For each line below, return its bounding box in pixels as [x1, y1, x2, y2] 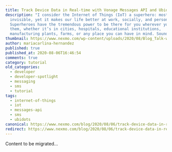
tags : [5, 93, 17, 98]
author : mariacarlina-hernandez [5, 41, 74, 46]
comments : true [5, 55, 38, 60]
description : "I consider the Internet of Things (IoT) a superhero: [5, 12, 157, 17]
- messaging [10, 79, 36, 84]
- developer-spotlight [10, 74, 58, 79]
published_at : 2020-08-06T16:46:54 [5, 50, 81, 55]
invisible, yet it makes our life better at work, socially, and [10, 17, 153, 22]
